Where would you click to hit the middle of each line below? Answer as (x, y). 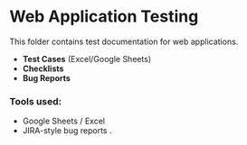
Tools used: (36, 101)
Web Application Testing (104, 17)
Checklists (43, 68)
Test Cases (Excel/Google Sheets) (87, 59)
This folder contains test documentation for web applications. (124, 41)
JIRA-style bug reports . (67, 131)
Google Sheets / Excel (64, 121)
